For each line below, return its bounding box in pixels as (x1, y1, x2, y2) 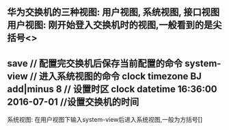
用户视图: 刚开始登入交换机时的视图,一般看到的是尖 (7, 19, 222, 31)
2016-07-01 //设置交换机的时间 (7, 96, 139, 107)
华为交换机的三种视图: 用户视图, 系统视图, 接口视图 (7, 6, 220, 18)
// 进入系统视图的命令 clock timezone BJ (29, 70, 202, 82)
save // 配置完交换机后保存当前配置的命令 (7, 57, 183, 69)
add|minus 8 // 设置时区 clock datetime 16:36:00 (7, 83, 217, 94)
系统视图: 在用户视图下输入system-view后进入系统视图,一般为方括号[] (7, 116, 203, 124)
